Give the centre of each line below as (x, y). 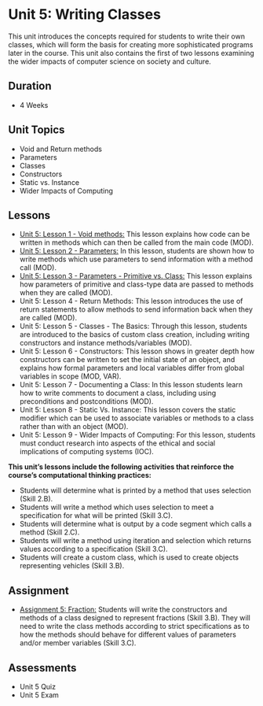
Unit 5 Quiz (38, 687)
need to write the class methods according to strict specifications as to (134, 627)
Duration (30, 86)
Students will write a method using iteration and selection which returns (135, 541)
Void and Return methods (60, 149)
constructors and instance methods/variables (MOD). (106, 343)
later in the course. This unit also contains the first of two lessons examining (131, 53)
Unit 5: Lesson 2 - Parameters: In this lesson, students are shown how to (137, 251)
